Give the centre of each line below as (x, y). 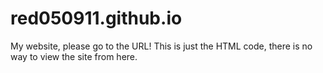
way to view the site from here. (74, 56)
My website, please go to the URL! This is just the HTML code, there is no (161, 46)
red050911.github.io (96, 18)
